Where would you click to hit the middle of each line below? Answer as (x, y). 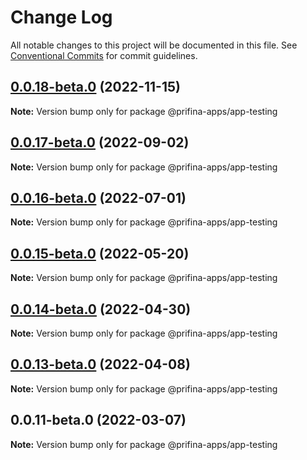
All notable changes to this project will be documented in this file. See (154, 45)
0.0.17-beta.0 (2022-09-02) (100, 142)
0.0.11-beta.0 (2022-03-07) (98, 420)
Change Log (61, 17)
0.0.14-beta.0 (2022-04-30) (101, 309)
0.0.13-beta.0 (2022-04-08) (100, 364)
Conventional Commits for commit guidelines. (104, 55)
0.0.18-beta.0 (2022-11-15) (95, 87)
